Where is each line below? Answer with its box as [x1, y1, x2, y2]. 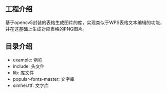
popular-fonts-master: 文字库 [12, 76, 75, 82]
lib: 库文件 [12, 69, 34, 76]
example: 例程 [12, 57, 43, 63]
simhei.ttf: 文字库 [12, 82, 49, 88]
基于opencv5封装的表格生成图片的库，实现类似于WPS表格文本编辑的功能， [5, 19, 165, 26]
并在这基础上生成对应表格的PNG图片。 [5, 26, 87, 32]
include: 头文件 [12, 63, 45, 69]
